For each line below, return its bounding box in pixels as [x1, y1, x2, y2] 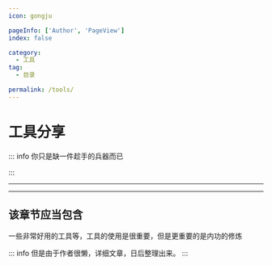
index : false [8, 34, 53, 42]
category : [8, 48, 42, 57]
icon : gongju [8, 11, 53, 20]
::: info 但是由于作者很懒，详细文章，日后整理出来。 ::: [8, 248, 189, 258]
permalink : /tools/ [8, 86, 74, 94]
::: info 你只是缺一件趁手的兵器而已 [8, 151, 124, 161]
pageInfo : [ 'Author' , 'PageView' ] [8, 26, 125, 35]
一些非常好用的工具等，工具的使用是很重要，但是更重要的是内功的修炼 [8, 231, 243, 241]
